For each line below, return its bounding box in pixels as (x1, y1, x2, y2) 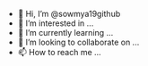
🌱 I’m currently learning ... (17, 28, 114, 37)
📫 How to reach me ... (17, 47, 101, 57)
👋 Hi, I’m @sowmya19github (17, 9, 121, 19)
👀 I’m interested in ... (17, 18, 94, 29)
